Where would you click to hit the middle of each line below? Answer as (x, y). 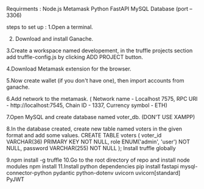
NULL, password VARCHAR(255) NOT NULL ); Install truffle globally (91, 148)
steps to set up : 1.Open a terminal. (50, 27)
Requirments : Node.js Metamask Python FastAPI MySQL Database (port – (100, 9)
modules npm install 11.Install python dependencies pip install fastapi (93, 166)
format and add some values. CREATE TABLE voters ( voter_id (84, 135)
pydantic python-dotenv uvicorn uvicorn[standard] (117, 173)
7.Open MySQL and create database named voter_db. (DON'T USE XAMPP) (101, 117)
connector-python (29, 173)
